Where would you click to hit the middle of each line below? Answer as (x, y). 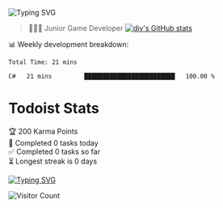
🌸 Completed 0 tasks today (53, 142)
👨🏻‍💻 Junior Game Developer (76, 28)
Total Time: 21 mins (43, 62)
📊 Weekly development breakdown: (69, 44)
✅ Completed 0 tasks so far (55, 151)
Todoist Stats (54, 108)
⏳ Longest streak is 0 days (53, 161)
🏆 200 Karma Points (43, 131)
